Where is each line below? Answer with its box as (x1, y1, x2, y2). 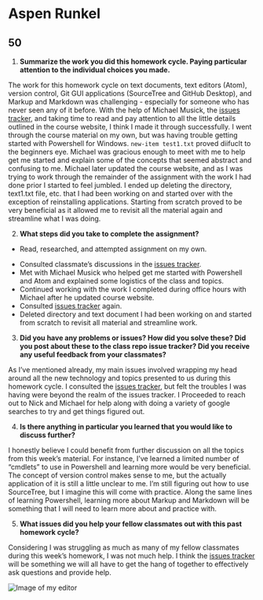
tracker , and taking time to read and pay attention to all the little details (8, 114, 236, 123)
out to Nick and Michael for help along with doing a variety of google (8, 398, 230, 408)
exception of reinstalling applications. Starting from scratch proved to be (8, 197, 243, 207)
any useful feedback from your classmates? (19, 350, 166, 359)
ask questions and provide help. (8, 568, 111, 577)
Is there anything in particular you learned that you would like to (19, 422, 233, 431)
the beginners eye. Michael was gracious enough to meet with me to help (8, 147, 246, 156)
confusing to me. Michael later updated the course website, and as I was (8, 164, 243, 173)
